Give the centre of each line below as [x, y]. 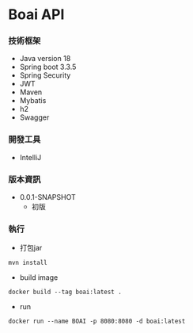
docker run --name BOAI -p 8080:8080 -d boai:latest [97, 322]
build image [39, 277]
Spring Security [45, 75]
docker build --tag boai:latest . [65, 292]
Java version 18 [45, 59]
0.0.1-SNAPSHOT [48, 197]
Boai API [36, 15]
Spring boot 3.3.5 [48, 67]
